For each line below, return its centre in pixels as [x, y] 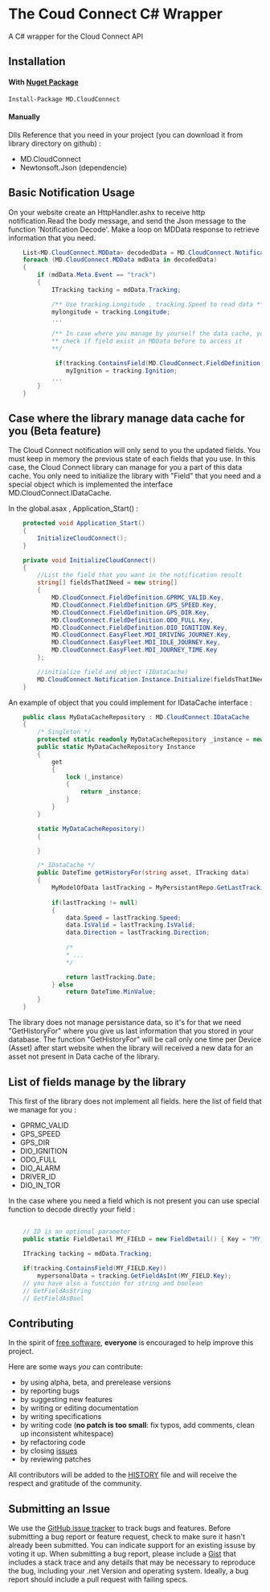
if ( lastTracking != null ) [94, 903]
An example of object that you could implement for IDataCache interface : [130, 702]
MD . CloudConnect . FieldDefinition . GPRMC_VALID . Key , [138, 598]
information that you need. [52, 237]
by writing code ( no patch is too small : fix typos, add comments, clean [137, 1425]
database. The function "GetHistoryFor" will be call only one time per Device [135, 1039]
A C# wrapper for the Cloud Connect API [76, 36]
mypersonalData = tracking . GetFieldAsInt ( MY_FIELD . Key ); [134, 1276]
